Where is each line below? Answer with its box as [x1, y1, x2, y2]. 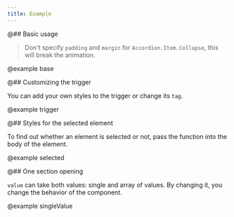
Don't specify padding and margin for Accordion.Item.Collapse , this [24, 43, 219, 51]
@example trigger [7, 105, 60, 113]
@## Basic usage [7, 29, 58, 38]
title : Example [7, 10, 52, 18]
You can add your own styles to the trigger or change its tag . [7, 91, 183, 100]
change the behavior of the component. [7, 188, 122, 197]
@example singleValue [7, 202, 73, 210]
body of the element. [7, 140, 68, 148]
